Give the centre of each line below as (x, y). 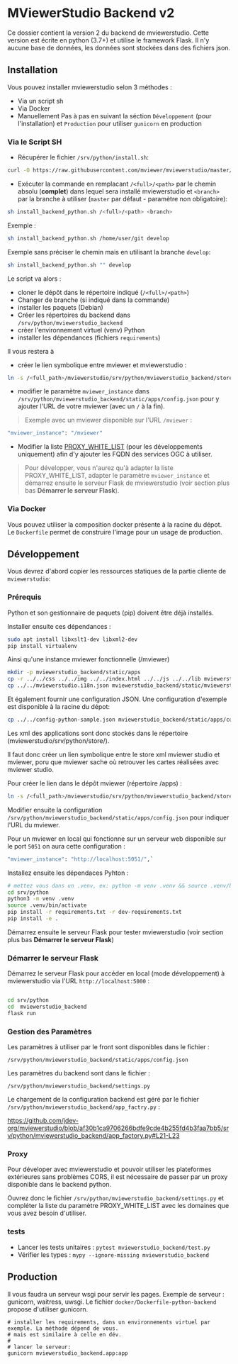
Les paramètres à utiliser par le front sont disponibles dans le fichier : (109, 1047)
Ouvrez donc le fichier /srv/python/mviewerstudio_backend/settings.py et (116, 1198)
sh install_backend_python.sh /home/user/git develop (89, 238)
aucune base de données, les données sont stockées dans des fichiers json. (119, 47)
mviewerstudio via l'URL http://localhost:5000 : (79, 981)
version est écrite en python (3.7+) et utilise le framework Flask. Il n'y (108, 40)
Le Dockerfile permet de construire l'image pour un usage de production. (115, 532)
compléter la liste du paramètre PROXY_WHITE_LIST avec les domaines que (118, 1206)
